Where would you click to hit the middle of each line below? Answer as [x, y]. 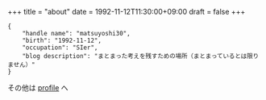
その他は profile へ [38, 87]
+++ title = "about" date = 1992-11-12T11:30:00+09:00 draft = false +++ [127, 12]
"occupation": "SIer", [60, 48]
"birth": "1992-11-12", [62, 40]
